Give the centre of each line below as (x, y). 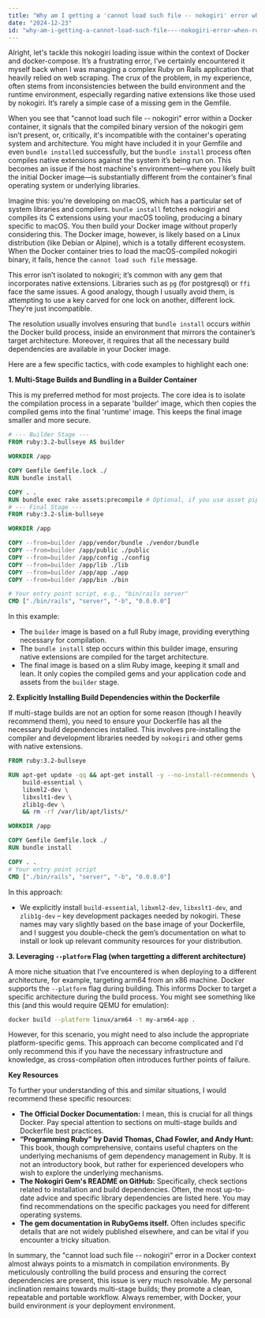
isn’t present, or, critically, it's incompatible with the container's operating (127, 135)
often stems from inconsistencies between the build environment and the (127, 86)
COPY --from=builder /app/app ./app (68, 572)
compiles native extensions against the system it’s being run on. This (120, 161)
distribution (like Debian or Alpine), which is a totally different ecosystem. (127, 243)
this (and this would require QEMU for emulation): (89, 1005)
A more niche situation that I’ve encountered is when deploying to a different (132, 971)
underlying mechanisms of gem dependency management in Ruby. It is (135, 1156)
